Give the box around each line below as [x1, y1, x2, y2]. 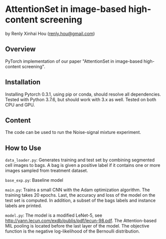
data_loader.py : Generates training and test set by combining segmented [5, 157, 155, 163]
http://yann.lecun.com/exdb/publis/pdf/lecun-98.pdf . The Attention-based [5, 218, 157, 224]
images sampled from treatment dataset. [5, 168, 88, 174]
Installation [5, 78, 41, 87]
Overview [5, 45, 36, 53]
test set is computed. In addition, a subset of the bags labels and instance [5, 198, 156, 204]
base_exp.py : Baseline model [5, 177, 63, 183]
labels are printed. [5, 203, 42, 209]
